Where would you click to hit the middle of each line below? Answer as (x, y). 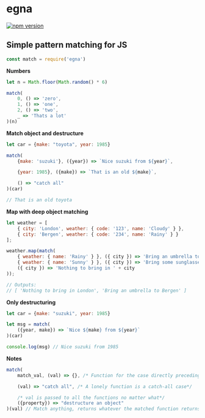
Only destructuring (31, 302)
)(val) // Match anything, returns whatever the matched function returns (103, 409)
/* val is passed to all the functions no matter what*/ (91, 397)
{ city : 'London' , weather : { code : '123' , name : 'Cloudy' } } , (101, 228)
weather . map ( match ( (31, 251)
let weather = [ (27, 223)
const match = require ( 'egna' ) (46, 59)
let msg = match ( (28, 324)
